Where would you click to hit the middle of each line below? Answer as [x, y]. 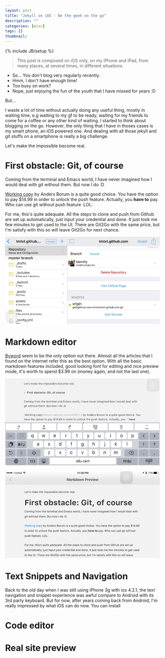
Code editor [30, 625]
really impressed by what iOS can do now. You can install [63, 605]
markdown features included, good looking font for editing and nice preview [82, 366]
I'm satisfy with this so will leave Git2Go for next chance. [62, 230]
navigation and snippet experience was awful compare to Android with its [79, 595]
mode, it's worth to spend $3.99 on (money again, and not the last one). [78, 371]
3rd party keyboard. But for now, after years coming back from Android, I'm [82, 600]
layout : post [18, 10]
